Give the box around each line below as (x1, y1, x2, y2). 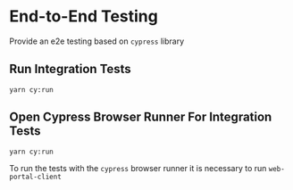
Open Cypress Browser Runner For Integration (9, 110, 272, 125)
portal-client (9, 172, 63, 181)
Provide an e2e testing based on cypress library (9, 36, 185, 46)
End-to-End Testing (9, 6, 158, 27)
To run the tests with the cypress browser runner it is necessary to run (9, 162, 267, 173)
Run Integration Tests (9, 62, 131, 77)
